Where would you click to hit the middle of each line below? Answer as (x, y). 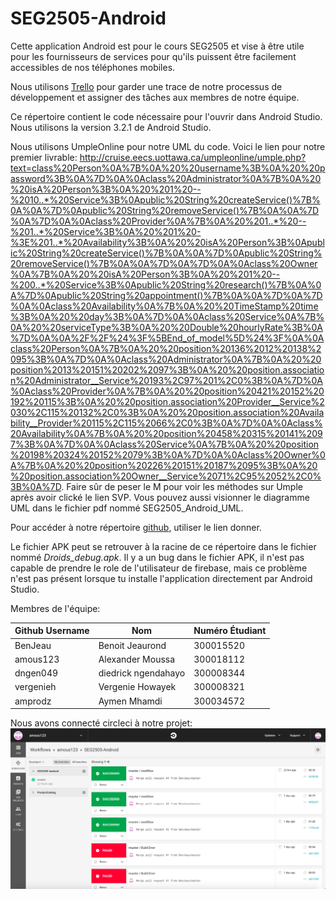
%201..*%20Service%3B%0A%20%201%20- (106, 231)
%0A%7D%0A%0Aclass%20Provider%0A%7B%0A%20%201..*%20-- (158, 221)
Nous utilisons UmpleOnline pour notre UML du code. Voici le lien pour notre (168, 146)
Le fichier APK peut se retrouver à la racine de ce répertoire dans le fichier (163, 546)
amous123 (37, 659)
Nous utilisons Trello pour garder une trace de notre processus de (146, 86)
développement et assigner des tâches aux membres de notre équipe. (155, 97)
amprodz (33, 701)
